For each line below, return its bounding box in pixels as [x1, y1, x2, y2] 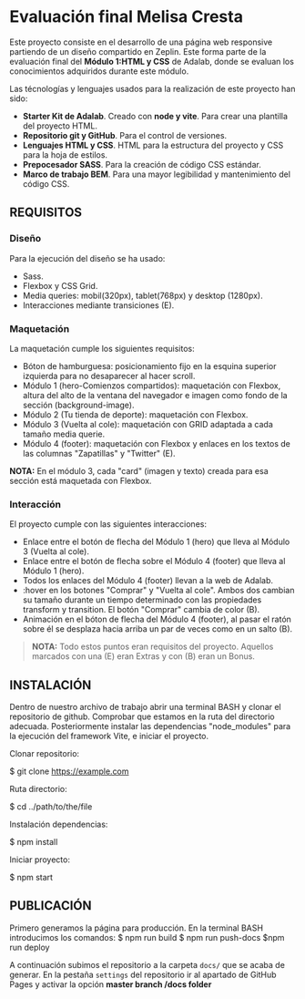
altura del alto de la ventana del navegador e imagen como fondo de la [22, 389, 289, 400]
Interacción [9, 498, 62, 510]
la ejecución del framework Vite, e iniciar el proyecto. [9, 731, 209, 742]
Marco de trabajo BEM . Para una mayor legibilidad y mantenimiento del [22, 169, 291, 180]
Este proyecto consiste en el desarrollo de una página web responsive [9, 36, 273, 47]
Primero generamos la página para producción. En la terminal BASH [9, 922, 264, 933]
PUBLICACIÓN [9, 898, 93, 913]
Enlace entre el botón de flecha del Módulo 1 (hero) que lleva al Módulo [22, 536, 290, 548]
